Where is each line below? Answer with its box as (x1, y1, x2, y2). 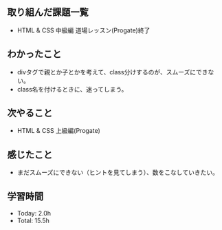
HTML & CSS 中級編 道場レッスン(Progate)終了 (16, 26, 151, 34)
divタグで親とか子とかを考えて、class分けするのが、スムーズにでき (16, 67, 208, 76)
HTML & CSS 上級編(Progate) (16, 127, 101, 135)
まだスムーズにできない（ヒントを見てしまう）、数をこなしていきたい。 (16, 168, 219, 177)
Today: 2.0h (16, 209, 52, 218)
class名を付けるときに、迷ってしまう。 (16, 85, 128, 93)
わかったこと (7, 48, 62, 60)
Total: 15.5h (16, 216, 50, 225)
